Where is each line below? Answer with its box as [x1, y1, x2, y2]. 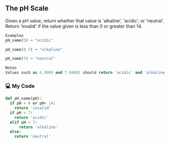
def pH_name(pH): [5, 96, 42, 101]
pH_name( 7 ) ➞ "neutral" [5, 56, 56, 61]
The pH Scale [5, 4, 49, 13]
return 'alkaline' [18, 125, 58, 130]
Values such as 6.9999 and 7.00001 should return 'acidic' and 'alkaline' [5, 70, 167, 76]
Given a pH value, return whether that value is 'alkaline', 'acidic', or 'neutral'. [5, 17, 164, 23]
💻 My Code [5, 82, 35, 89]
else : [10, 129, 22, 134]
